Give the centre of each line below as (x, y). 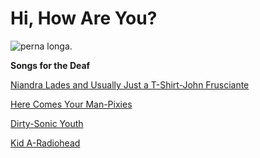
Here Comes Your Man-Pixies (71, 104)
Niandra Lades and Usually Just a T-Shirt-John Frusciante (130, 84)
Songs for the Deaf (50, 65)
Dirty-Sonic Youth (47, 123)
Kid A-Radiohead (45, 143)
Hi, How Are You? (84, 18)
